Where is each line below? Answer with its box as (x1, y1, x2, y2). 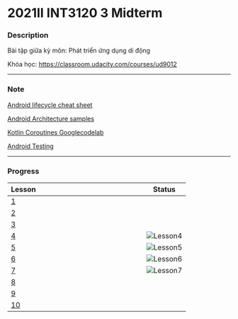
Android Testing (7, 142, 55, 150)
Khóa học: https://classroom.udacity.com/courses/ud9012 (7, 60, 177, 69)
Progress (7, 166, 40, 176)
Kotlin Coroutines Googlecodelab (7, 128, 104, 136)
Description (7, 30, 49, 40)
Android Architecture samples (7, 114, 94, 123)
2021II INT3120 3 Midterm (7, 5, 163, 21)
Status (153, 184, 176, 194)
